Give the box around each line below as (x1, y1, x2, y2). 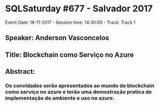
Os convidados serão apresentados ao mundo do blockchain (5, 82, 155, 89)
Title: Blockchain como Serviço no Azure (5, 51, 134, 59)
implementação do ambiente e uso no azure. (5, 95, 115, 102)
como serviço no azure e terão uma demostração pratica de (5, 89, 152, 96)
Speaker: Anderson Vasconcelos (5, 34, 109, 42)
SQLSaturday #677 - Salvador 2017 (5, 3, 153, 14)
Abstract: (5, 67, 35, 76)
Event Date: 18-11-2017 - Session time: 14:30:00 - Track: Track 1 (5, 19, 136, 25)
